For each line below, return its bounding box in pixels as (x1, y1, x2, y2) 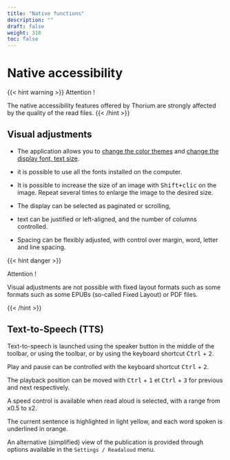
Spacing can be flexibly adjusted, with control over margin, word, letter (17, 236, 218, 244)
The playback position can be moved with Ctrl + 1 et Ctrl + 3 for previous (7, 376, 224, 384)
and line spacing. (17, 242, 66, 251)
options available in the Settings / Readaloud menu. (7, 445, 156, 453)
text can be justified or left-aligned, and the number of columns (17, 215, 198, 223)
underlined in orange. (7, 424, 68, 432)
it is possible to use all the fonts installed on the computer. (17, 167, 182, 176)
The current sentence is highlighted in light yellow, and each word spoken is (7, 417, 222, 426)
